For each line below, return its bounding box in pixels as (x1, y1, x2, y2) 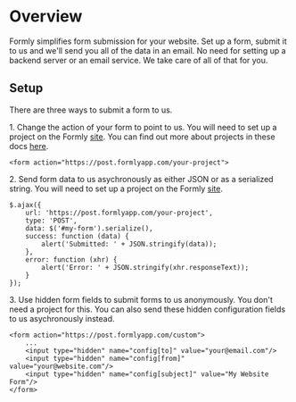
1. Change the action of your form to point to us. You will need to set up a (9, 121, 277, 132)
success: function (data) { (25, 231, 129, 240)
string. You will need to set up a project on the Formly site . (9, 183, 223, 194)
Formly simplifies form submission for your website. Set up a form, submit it (9, 36, 287, 46)
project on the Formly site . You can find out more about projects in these (9, 131, 275, 142)
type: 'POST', (25, 216, 78, 225)
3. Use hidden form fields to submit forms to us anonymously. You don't (9, 294, 274, 305)
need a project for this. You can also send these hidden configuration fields (9, 304, 286, 314)
